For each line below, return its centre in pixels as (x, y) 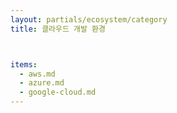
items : (24, 64)
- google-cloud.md (58, 92)
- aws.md (37, 74)
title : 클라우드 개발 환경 (58, 29)
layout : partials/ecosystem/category (89, 19)
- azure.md (42, 83)
